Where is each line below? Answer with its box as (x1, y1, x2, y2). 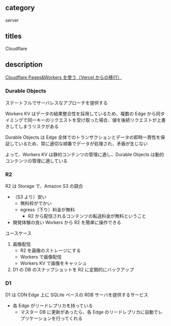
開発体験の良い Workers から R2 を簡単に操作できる (12, 219, 121, 225)
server (5, 17, 19, 23)
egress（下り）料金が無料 (20, 207, 75, 213)
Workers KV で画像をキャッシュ (20, 260, 87, 266)
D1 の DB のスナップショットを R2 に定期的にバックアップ (12, 267, 134, 273)
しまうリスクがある (18, 123, 59, 129)
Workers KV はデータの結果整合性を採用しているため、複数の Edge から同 (5, 110, 161, 116)
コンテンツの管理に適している (5, 158, 68, 164)
